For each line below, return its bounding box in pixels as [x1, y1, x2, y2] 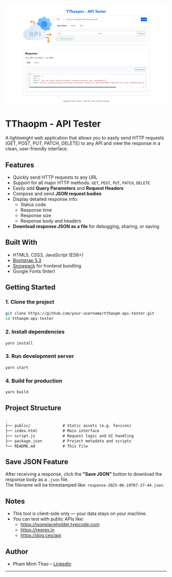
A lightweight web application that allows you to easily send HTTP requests [5, 135, 164, 141]
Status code [20, 202, 46, 208]
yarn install [5, 340, 33, 345]
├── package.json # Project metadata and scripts [5, 438, 132, 444]
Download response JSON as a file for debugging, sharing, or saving [12, 223, 160, 229]
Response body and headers [20, 218, 81, 224]
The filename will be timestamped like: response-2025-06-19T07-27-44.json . [5, 482, 165, 488]
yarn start [5, 365, 29, 370]
